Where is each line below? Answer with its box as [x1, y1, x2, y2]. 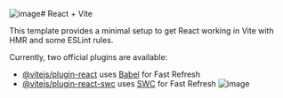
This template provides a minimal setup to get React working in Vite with [9, 26, 274, 35]
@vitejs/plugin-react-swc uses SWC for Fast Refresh [21, 79, 216, 88]
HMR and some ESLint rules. [9, 35, 114, 45]
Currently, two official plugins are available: [9, 52, 168, 62]
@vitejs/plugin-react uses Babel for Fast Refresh [21, 69, 201, 79]
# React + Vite [40, 9, 93, 19]
